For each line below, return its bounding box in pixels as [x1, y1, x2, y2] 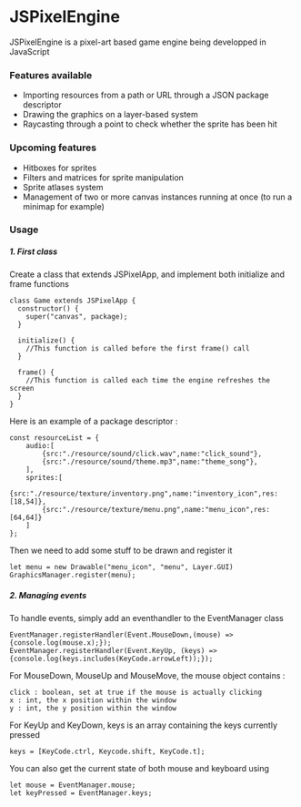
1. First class [9, 246, 58, 257]
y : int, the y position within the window [9, 704, 177, 713]
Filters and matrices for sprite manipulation [22, 171, 185, 183]
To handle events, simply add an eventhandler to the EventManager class [9, 613, 284, 624]
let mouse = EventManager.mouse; [9, 781, 136, 790]
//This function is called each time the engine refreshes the [25, 376, 271, 385]
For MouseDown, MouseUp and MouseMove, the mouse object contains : [9, 670, 286, 681]
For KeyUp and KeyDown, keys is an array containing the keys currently [9, 720, 278, 730]
